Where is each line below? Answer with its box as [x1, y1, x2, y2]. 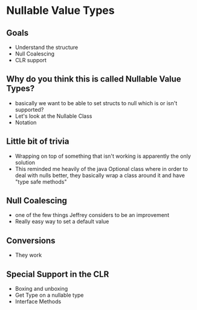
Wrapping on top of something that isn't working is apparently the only [15, 152, 192, 160]
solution [15, 158, 35, 166]
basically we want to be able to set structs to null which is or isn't [15, 99, 178, 106]
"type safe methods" [15, 178, 67, 185]
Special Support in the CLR [6, 269, 109, 279]
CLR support [15, 57, 47, 63]
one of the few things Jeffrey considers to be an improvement [15, 212, 169, 219]
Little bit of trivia [6, 137, 69, 147]
